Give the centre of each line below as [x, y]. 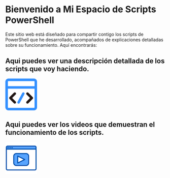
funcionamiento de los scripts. [55, 132]
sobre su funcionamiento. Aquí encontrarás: [51, 45]
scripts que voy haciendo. [47, 69]
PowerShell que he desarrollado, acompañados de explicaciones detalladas [84, 40]
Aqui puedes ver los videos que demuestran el [80, 125]
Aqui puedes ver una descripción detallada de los [85, 61]
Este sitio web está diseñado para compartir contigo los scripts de [74, 34]
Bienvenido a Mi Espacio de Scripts [81, 9]
